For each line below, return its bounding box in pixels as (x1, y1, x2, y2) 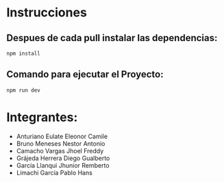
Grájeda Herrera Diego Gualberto (16, 154, 110, 162)
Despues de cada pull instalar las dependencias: (6, 32, 218, 44)
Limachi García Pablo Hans (16, 168, 93, 177)
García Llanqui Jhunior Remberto (16, 161, 110, 169)
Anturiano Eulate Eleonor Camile (16, 132, 108, 140)
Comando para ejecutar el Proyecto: (6, 68, 164, 80)
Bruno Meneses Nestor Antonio (16, 139, 105, 148)
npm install (6, 50, 40, 57)
